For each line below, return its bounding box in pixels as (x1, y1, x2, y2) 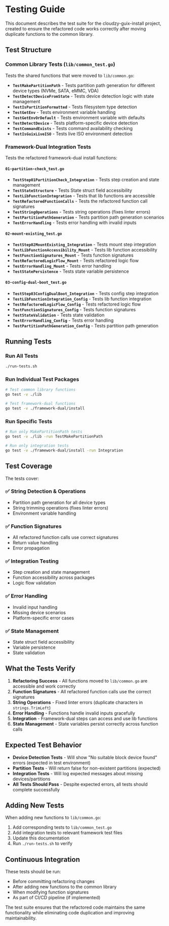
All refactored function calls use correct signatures (12, 534, 119, 540)
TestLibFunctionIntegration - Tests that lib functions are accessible (12, 193, 155, 199)
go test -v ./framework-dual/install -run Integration (5, 448, 123, 453)
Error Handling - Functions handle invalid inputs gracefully (12, 710, 136, 716)
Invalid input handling (12, 604, 58, 610)
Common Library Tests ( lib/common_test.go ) (5, 61, 115, 68)
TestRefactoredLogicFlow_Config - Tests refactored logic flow (12, 301, 141, 307)
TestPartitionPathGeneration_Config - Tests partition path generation (12, 322, 158, 328)
